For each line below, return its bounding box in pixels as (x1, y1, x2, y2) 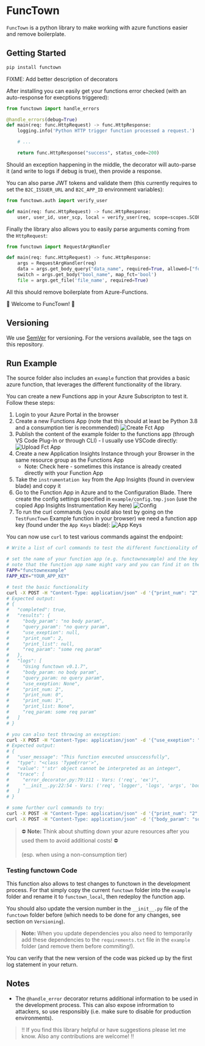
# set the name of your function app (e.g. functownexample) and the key (6, 556, 198, 562)
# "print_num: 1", (6, 697, 64, 704)
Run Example (6, 358, 57, 368)
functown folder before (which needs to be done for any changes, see (6, 911, 181, 919)
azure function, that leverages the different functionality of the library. (6, 381, 182, 388)
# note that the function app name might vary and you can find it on (6, 562, 190, 568)
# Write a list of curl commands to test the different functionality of (6, 545, 198, 551)
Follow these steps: (6, 399, 55, 407)
